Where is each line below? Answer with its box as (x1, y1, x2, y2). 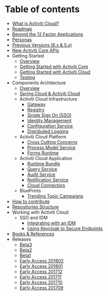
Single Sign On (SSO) (27, 112, 72, 118)
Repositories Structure (12, 204, 59, 210)
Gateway (27, 101, 46, 107)
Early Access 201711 (19, 274, 62, 280)
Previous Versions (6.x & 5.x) (12, 42, 72, 48)
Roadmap (12, 25, 32, 31)
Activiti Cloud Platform (19, 134, 67, 140)
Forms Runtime (27, 150, 59, 156)
